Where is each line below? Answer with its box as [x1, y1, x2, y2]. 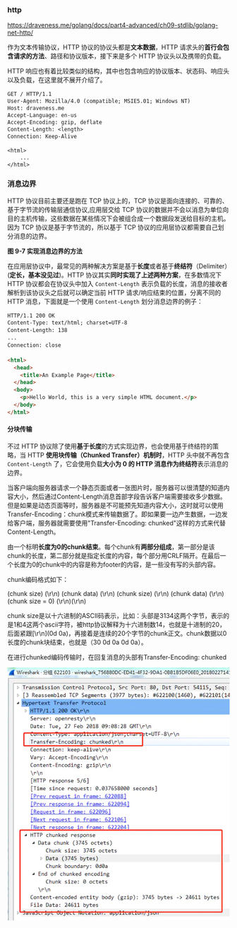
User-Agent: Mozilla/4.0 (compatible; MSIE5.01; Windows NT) [7, 97, 191, 105]
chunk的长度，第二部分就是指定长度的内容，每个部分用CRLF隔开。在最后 [7, 552, 220, 560]
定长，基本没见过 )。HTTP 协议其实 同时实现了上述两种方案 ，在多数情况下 [9, 270, 222, 279]
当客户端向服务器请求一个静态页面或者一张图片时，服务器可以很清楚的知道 [7, 484, 224, 492]
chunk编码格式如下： [7, 576, 69, 584]
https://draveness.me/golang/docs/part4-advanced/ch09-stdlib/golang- [7, 21, 219, 30]
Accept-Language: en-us [7, 112, 78, 119]
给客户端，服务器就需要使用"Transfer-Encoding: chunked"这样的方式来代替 [7, 519, 226, 528]
